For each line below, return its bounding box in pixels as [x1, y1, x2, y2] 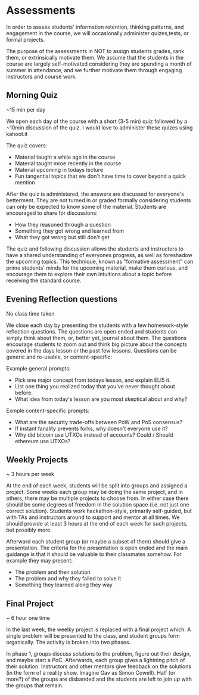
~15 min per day [6, 106, 46, 113]
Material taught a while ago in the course [14, 153, 116, 160]
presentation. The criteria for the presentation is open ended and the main [6, 544, 188, 552]
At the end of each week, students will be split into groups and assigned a [6, 482, 188, 489]
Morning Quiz [6, 90, 58, 100]
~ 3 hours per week [6, 471, 55, 478]
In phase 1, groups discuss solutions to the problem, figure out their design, [6, 650, 191, 657]
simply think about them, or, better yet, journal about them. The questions [6, 334, 186, 341]
